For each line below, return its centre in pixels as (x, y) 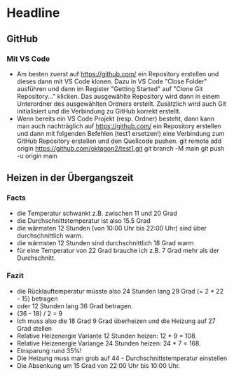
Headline (33, 13)
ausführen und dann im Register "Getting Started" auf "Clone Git (110, 88)
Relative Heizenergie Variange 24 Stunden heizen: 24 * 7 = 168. (109, 343)
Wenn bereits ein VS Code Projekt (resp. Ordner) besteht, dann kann (116, 118)
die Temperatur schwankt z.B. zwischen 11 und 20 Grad (97, 213)
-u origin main (37, 156)
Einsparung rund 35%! (49, 350)
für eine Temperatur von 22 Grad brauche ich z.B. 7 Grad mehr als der (118, 250)
